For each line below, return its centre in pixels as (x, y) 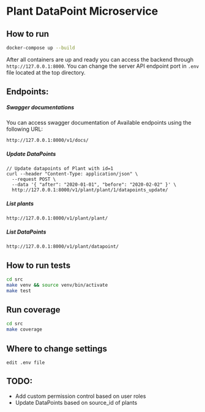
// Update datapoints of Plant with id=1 (60, 169)
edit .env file (26, 362)
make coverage (24, 329)
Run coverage (33, 310)
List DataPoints (26, 232)
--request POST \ (34, 179)
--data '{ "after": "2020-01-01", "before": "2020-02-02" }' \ (94, 185)
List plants (20, 204)
